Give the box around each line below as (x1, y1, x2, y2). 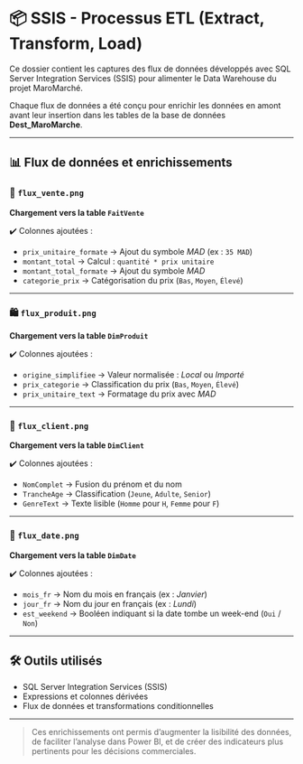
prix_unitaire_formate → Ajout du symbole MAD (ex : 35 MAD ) (22, 246, 253, 256)
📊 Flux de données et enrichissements (9, 155, 233, 171)
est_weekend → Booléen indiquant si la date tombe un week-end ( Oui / (22, 608, 281, 619)
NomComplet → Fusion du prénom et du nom (22, 479, 182, 489)
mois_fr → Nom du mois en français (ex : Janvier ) (22, 589, 207, 600)
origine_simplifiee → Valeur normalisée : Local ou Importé (22, 368, 245, 380)
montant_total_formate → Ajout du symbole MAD (22, 265, 206, 276)
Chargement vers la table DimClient (9, 440, 144, 451)
